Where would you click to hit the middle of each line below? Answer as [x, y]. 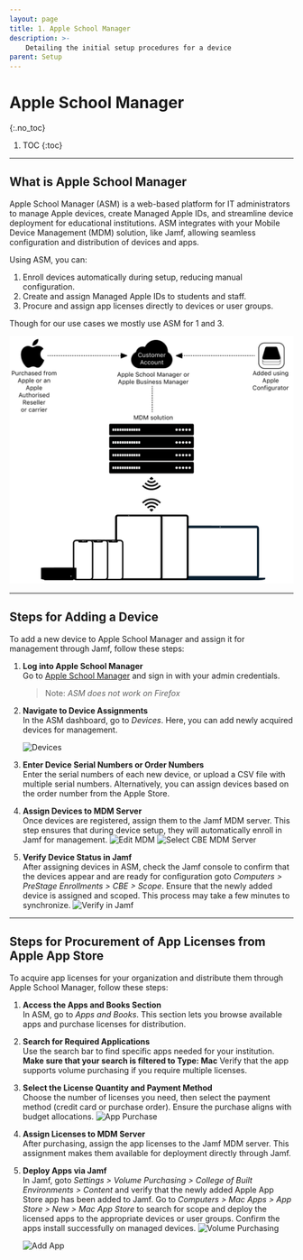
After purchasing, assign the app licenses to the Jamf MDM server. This [156, 1143]
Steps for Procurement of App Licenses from [138, 942]
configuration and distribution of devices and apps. [105, 242]
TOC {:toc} [42, 145]
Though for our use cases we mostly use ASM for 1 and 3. [117, 323]
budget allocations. [58, 1116]
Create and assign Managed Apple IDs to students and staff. [134, 296]
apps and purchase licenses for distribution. [104, 1024]
